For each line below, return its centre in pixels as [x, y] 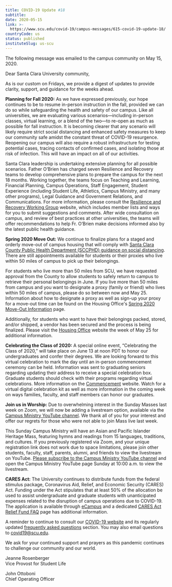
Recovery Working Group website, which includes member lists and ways [83, 207]
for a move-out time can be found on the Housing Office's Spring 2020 [80, 303]
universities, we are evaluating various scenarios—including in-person [79, 115]
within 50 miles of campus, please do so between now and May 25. [76, 292]
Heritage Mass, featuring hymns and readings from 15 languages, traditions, [85, 436]
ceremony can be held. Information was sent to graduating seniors [76, 367]
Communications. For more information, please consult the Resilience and [83, 201]
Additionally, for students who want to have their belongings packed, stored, [86, 319]
